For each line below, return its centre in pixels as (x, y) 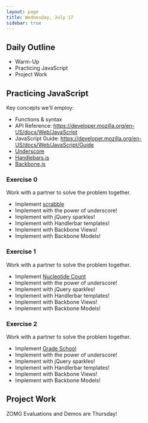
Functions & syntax (38, 119)
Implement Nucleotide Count (50, 276)
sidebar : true (24, 23)
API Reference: (33, 126)
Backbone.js (30, 164)
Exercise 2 (22, 323)
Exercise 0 (22, 179)
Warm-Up (27, 62)
